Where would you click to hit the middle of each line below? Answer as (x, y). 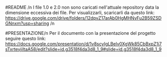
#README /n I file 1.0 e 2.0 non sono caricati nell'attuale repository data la (82, 7)
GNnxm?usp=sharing (27, 23)
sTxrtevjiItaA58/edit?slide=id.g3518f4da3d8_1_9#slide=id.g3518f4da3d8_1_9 (83, 49)
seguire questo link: (26, 38)
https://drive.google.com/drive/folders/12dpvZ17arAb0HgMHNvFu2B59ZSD (83, 18)
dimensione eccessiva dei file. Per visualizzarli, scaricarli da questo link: (80, 13)
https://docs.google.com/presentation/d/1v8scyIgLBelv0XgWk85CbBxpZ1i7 (83, 44)
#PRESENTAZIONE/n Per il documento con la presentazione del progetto (80, 33)
